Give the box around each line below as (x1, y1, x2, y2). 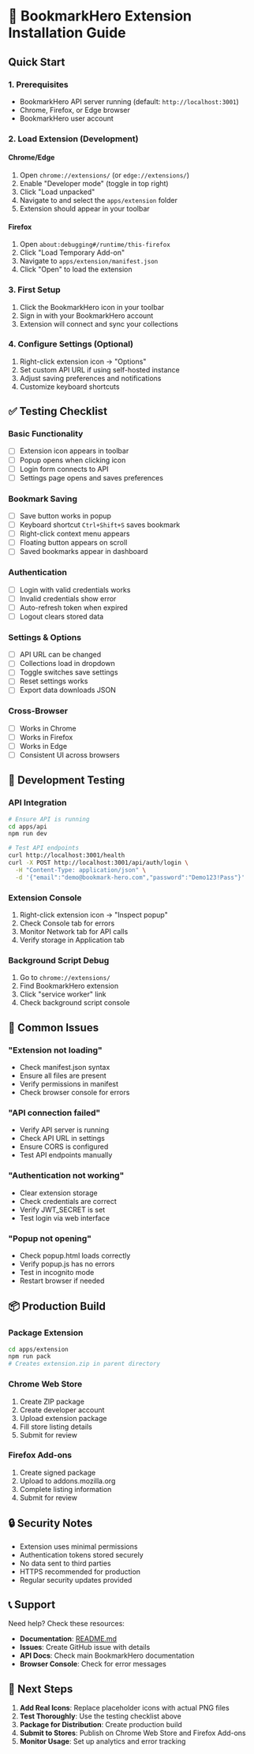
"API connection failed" (8, 1107, 101, 1118)
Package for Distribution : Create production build (19, 1720, 183, 1730)
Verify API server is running (19, 1125, 110, 1135)
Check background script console (19, 998, 130, 1008)
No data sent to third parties (19, 1558, 112, 1568)
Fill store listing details (19, 1422, 92, 1431)
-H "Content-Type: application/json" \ (15, 866, 147, 874)
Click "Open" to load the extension (19, 264, 133, 275)
